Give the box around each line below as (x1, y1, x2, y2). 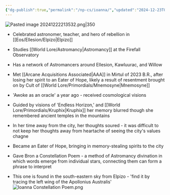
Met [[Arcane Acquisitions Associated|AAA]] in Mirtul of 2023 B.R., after (12, 71, 163, 77)
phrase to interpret (12, 163, 52, 170)
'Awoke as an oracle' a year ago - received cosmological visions (12, 92, 147, 98)
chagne (12, 133, 29, 139)
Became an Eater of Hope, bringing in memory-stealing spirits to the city (12, 143, 164, 149)
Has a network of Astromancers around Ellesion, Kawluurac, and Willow (12, 61, 162, 67)
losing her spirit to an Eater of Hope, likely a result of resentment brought (12, 76, 165, 83)
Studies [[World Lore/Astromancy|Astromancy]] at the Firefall (12, 46, 141, 52)
